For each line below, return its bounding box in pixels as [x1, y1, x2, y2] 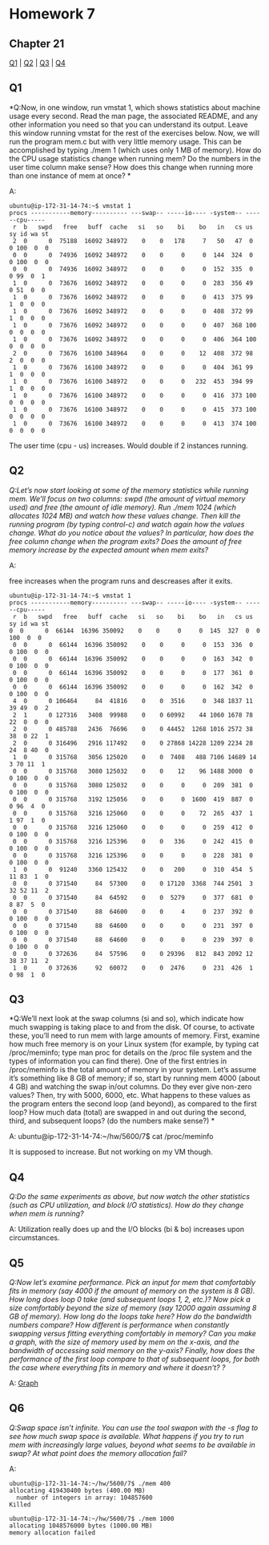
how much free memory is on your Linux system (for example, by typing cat [9, 1039, 259, 1049]
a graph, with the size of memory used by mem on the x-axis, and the [9, 1337, 239, 1347]
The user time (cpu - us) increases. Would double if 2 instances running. [9, 441, 249, 450]
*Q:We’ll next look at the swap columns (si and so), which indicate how [9, 1014, 244, 1023]
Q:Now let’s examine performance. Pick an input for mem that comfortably [9, 1278, 256, 1287]
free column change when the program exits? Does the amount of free [9, 536, 243, 546]
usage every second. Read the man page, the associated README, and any [9, 111, 259, 120]
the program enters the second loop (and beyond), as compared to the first [9, 1099, 257, 1108]
